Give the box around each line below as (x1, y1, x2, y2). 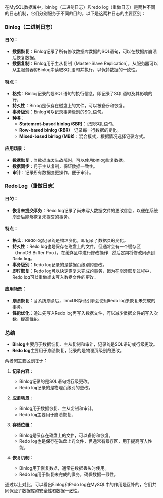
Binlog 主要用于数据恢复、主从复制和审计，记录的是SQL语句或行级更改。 (12, 341, 158, 347)
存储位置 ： (12, 422, 34, 428)
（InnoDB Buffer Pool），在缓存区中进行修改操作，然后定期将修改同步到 (12, 249, 155, 255)
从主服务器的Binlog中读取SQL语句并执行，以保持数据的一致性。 (12, 67, 140, 73)
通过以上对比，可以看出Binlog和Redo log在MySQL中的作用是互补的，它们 (5, 482, 152, 488)
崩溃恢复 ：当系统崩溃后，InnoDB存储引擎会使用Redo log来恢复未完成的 (12, 298, 156, 304)
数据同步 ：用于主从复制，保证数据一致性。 (12, 163, 98, 169)
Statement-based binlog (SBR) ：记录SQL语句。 (19, 121, 117, 127)
